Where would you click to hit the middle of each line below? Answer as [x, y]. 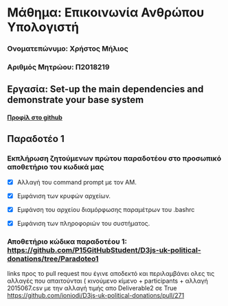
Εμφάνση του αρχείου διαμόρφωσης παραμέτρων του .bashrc [106, 209]
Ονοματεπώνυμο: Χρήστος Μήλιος [68, 49]
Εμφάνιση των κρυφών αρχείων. [64, 196]
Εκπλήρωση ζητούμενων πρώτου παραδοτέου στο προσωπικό [114, 158]
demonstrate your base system [76, 100]
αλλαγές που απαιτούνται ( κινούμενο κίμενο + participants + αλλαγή [107, 281]
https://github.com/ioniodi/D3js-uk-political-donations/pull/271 [96, 296]
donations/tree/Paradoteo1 [53, 259]
